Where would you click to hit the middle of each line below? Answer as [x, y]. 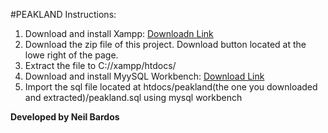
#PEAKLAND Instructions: [63, 14]
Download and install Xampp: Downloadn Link [119, 33]
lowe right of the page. [71, 55]
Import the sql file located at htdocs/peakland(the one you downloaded [171, 87]
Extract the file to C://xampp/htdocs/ [100, 65]
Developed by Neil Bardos [65, 117]
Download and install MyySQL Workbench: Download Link [144, 76]
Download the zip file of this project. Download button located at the [165, 44]
